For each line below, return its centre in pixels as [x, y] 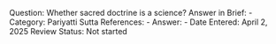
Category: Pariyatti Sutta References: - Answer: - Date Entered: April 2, [138, 22]
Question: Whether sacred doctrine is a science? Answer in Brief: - [131, 13]
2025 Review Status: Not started [69, 31]
